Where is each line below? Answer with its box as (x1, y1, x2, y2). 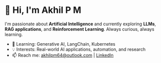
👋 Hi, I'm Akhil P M (4, 4, 82, 16)
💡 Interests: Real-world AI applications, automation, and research (11, 46, 146, 52)
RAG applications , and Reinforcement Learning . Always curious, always (4, 26, 155, 32)
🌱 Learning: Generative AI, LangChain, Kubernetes (11, 41, 116, 47)
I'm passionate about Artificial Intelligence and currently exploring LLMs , (4, 21, 157, 27)
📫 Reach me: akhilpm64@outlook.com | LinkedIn (11, 52, 114, 58)
